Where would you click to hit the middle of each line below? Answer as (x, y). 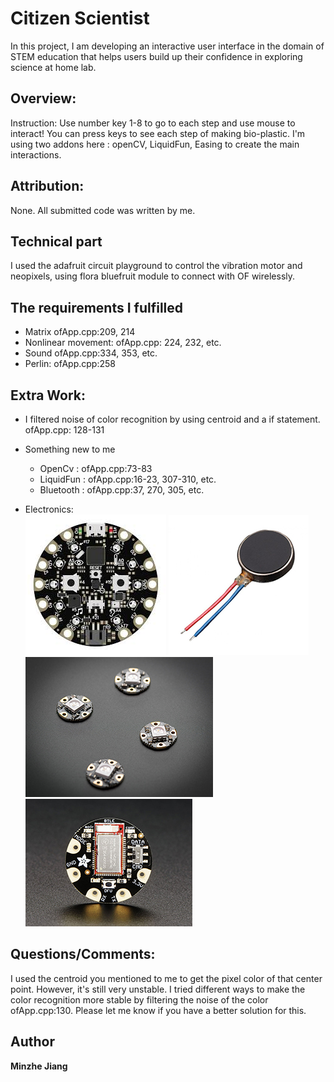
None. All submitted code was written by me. (103, 210)
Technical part (56, 241)
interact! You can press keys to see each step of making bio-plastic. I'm (158, 133)
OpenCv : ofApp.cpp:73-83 (96, 468)
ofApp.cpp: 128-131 (64, 430)
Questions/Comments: (83, 954)
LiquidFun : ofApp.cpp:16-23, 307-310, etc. (128, 479)
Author (32, 1042)
